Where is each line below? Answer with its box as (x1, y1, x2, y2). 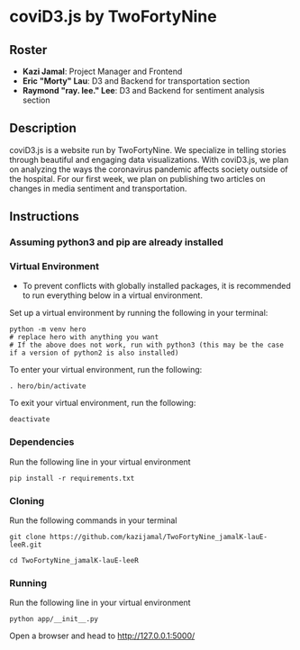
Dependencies (9, 436, 75, 448)
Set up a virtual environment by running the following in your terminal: (9, 308, 268, 319)
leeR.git (9, 540, 42, 550)
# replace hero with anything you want (9, 333, 159, 342)
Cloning (9, 494, 45, 507)
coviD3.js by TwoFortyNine (9, 6, 218, 27)
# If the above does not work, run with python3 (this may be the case (9, 340, 284, 350)
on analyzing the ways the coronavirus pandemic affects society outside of (9, 164, 288, 175)
